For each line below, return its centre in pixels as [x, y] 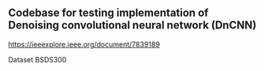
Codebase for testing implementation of [108, 13]
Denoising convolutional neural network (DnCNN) [132, 26]
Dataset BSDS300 [37, 59]
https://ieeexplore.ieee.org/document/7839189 [84, 44]
